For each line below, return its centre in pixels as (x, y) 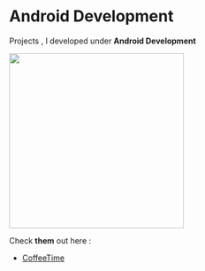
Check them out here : (50, 240)
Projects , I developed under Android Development (102, 41)
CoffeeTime (43, 258)
